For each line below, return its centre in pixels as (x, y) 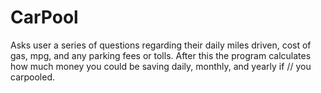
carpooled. (33, 77)
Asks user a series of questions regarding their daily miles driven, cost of (161, 45)
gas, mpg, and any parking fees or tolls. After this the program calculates (161, 55)
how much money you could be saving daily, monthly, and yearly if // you (161, 66)
